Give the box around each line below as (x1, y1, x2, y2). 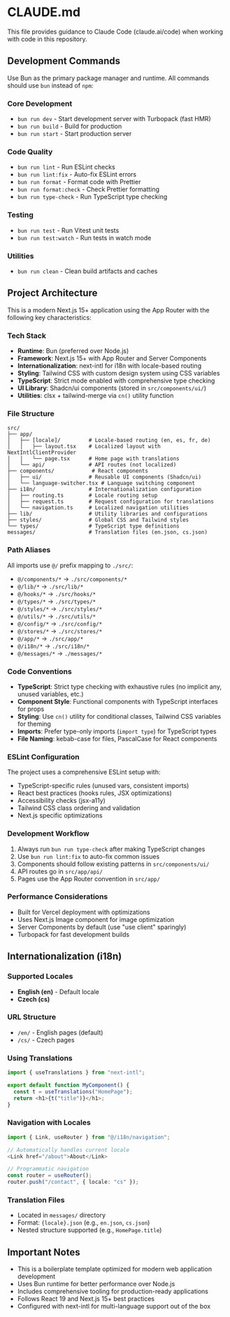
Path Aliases (7, 545, 51, 555)
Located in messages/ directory (17, 1211, 106, 1220)
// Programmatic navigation (7, 1166, 89, 1173)
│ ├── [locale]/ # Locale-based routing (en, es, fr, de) (7, 437, 211, 444)
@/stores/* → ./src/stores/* (17, 626, 103, 635)
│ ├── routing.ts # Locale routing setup (7, 492, 158, 499)
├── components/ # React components (7, 467, 149, 475)
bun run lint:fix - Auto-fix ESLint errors (17, 170, 137, 179)
